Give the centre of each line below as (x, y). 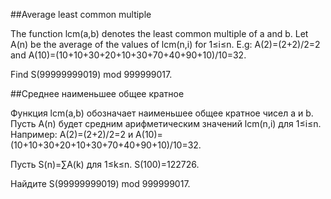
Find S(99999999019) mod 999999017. (91, 74)
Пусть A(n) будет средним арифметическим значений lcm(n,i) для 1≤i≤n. (166, 123)
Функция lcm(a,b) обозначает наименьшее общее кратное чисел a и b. (162, 113)
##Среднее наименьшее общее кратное (97, 93)
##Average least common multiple (81, 14)
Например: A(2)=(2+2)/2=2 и (72, 134)
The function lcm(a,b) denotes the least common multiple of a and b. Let (159, 33)
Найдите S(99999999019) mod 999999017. (100, 183)
